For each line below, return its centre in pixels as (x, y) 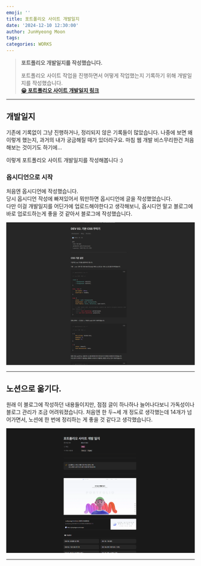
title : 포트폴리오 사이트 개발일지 (43, 19)
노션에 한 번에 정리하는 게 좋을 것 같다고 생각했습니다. (91, 419)
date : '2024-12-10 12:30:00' (42, 25)
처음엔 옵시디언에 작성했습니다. (42, 191)
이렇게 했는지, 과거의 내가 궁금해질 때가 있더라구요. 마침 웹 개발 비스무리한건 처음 (100, 140)
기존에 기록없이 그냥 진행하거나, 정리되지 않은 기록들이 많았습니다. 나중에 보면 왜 (100, 132)
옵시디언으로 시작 (30, 177)
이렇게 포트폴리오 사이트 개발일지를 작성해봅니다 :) (65, 160)
